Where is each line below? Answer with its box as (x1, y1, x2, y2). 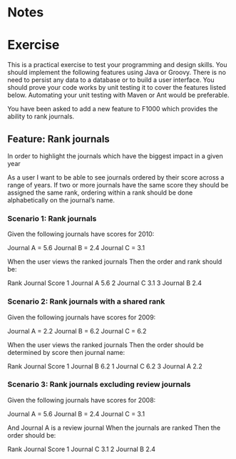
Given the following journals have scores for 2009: (7, 313, 156, 321)
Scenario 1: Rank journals (7, 213, 97, 223)
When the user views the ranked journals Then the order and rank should (7, 257, 222, 266)
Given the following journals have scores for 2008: (7, 396, 156, 404)
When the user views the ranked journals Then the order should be (7, 340, 205, 349)
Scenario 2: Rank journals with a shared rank (7, 296, 165, 306)
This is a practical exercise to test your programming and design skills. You (7, 61, 227, 69)
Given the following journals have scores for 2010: (7, 229, 155, 239)
